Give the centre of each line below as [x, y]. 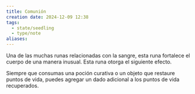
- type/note [26, 33]
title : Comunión [26, 11]
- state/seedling [33, 28]
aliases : [17, 39]
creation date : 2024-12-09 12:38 [47, 17]
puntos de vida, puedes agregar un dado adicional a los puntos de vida [93, 79]
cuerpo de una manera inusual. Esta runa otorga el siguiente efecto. [89, 62]
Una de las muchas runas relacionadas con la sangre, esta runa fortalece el [98, 56]
